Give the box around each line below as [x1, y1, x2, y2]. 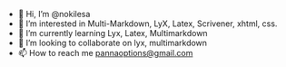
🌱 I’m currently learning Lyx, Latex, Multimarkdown [17, 28, 208, 38]
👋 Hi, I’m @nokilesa [17, 9, 91, 19]
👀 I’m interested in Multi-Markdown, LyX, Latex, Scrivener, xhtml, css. [17, 18, 278, 29]
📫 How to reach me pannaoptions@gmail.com [17, 48, 193, 58]
